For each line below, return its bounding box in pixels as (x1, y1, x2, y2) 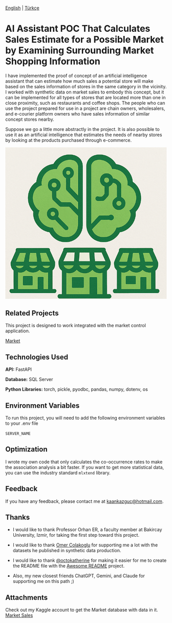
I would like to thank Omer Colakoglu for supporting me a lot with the (12, 542, 158, 548)
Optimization (5, 445, 48, 454)
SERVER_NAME (5, 431, 31, 436)
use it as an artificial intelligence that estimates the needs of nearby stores (5, 131, 162, 138)
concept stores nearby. (5, 116, 55, 122)
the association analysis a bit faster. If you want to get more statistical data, (5, 464, 164, 470)
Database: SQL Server (5, 376, 53, 383)
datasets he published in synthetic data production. (12, 548, 121, 554)
